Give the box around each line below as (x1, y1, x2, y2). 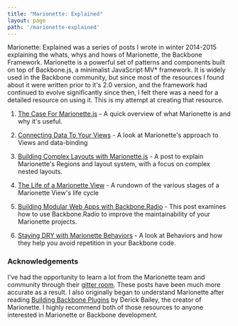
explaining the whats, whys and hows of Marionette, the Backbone (7, 50, 202, 59)
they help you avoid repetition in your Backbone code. (17, 239, 176, 247)
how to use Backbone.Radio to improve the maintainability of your (17, 210, 211, 219)
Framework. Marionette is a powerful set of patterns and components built (7, 58, 225, 67)
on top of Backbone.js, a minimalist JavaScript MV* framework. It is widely (7, 65, 226, 75)
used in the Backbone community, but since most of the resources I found (7, 73, 225, 82)
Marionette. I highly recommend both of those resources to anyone (7, 303, 204, 311)
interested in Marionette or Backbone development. (7, 310, 158, 319)
